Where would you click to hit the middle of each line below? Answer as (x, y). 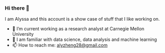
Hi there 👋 (17, 8)
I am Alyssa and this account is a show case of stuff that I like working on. (82, 19)
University (23, 34)
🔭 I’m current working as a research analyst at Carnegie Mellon (78, 29)
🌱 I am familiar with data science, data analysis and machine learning (85, 39)
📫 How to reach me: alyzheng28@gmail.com (60, 45)
